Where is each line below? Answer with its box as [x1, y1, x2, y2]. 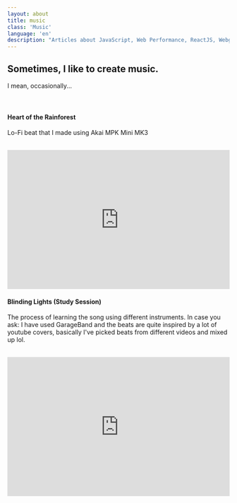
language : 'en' [7, 30, 52, 37]
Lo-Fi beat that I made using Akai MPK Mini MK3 [7, 129, 148, 137]
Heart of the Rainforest [7, 112, 76, 121]
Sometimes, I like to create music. [7, 63, 159, 75]
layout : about [7, 10, 49, 18]
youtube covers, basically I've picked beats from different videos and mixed [7, 328, 228, 336]
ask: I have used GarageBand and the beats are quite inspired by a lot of [7, 321, 217, 329]
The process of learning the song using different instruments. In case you [7, 313, 221, 321]
